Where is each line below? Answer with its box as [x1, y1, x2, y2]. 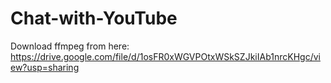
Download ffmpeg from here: [10, 40, 130, 52]
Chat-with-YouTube [10, 7, 178, 30]
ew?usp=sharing [10, 61, 80, 73]
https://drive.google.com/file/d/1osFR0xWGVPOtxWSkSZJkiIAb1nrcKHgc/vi [10, 50, 321, 62]
